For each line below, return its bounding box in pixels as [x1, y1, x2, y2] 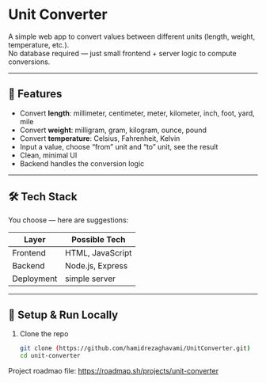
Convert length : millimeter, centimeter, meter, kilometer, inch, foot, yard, [19, 108, 255, 118]
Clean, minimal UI [19, 150, 78, 160]
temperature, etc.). [8, 40, 70, 49]
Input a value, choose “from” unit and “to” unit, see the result [19, 142, 218, 151]
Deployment [12, 273, 58, 284]
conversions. [8, 57, 51, 66]
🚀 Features [8, 87, 63, 100]
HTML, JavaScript [64, 247, 132, 258]
